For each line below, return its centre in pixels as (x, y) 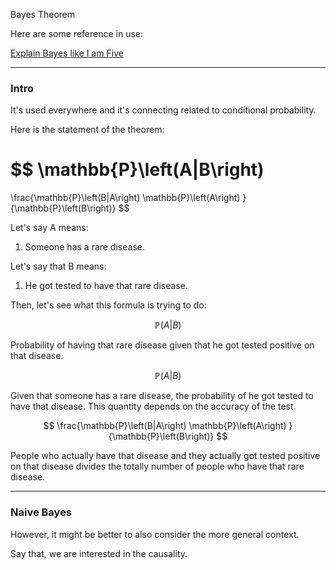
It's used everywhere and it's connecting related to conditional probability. (163, 110)
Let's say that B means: (58, 266)
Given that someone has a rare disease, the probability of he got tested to (162, 396)
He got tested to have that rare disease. (106, 286)
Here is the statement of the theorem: (87, 130)
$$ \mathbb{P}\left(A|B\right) (137, 170)
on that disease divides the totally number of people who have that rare (157, 466)
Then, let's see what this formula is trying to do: (108, 305)
